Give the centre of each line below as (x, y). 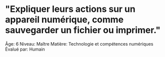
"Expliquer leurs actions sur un (70, 9)
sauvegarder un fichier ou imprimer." (83, 30)
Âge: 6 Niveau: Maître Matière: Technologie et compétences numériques (79, 44)
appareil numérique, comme (64, 20)
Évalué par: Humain (25, 49)
